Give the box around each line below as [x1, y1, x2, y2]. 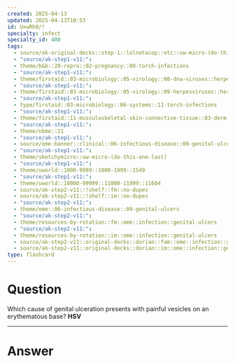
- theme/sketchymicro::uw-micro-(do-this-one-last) [13, 153, 168, 161]
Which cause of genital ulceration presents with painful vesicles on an [7, 304, 209, 313]
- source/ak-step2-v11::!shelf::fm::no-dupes [13, 186, 149, 193]
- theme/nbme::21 [13, 128, 64, 135]
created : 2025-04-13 [7, 10, 68, 18]
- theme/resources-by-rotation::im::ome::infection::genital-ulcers [13, 232, 218, 239]
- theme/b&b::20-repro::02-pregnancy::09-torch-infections [13, 62, 190, 69]
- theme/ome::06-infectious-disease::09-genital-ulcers [13, 206, 180, 213]
